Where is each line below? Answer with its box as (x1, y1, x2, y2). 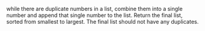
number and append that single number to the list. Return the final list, (6, 12, 183, 19)
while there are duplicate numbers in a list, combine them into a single (6, 5, 183, 12)
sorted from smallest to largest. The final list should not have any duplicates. (6, 18, 199, 25)
